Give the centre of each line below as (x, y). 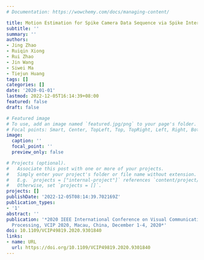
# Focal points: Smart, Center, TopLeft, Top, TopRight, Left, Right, (97, 130)
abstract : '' (23, 214)
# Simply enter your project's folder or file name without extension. (102, 174)
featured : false (27, 102)
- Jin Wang (20, 62)
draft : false (23, 107)
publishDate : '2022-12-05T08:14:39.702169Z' (63, 197)
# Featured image (28, 118)
